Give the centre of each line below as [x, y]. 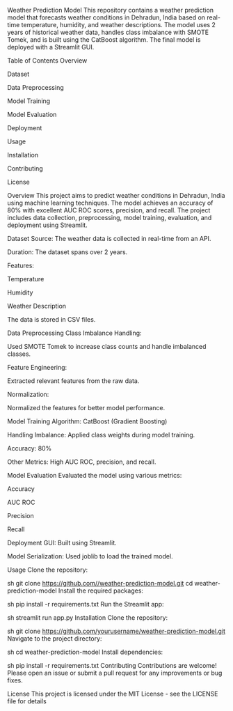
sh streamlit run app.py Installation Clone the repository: [88, 618]
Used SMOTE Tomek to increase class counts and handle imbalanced [107, 346]
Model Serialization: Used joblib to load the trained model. [90, 556]
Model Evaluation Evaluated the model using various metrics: [95, 475]
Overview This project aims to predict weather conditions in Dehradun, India [116, 195]
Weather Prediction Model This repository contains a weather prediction [111, 10]
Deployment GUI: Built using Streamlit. [62, 543]
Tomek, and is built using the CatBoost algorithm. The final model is [104, 40]
